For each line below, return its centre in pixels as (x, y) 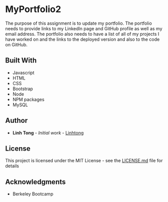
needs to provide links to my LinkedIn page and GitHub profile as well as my (84, 28)
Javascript (23, 73)
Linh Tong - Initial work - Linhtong (48, 132)
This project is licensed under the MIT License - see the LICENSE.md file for (84, 161)
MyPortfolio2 (33, 9)
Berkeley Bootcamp (33, 194)
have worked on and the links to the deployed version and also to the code (82, 39)
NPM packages (28, 99)
